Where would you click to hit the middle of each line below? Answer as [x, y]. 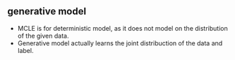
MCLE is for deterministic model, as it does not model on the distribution [122, 28]
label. [25, 50]
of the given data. [43, 36]
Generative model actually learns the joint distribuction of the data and [120, 43]
